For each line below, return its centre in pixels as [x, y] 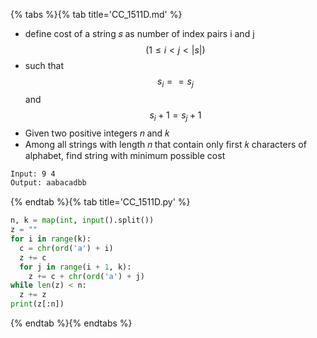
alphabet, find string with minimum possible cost [125, 155]
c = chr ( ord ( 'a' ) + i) [66, 248]
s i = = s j [175, 82]
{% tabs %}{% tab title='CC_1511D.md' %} [96, 14]
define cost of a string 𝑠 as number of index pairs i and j [139, 33]
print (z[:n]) [37, 304]
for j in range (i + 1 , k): [75, 267]
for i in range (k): [51, 239]
